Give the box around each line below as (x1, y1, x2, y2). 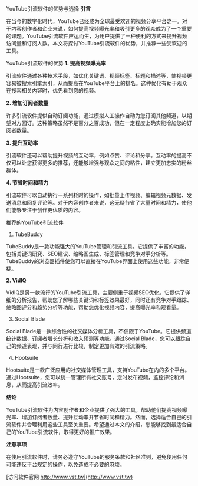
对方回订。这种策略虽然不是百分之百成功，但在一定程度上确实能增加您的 (11, 120, 187, 126)
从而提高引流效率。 (16, 381, 63, 388)
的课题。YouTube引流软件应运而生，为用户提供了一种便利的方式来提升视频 (6, 32, 187, 40)
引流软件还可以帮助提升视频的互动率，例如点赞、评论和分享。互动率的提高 (6, 152, 187, 159)
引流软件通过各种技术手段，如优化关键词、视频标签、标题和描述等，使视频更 (6, 73, 192, 79)
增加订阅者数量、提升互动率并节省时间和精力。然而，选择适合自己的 (21, 413, 187, 421)
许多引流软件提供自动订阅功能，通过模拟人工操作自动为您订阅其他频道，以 (6, 112, 187, 119)
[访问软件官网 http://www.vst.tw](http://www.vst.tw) (6, 474, 133, 480)
